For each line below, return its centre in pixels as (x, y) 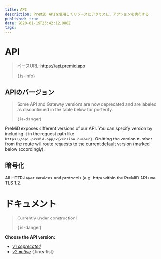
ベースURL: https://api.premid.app (51, 66)
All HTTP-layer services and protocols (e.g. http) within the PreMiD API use (80, 178)
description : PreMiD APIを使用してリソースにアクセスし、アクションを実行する (77, 14)
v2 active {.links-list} (33, 251)
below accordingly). (25, 149)
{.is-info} (26, 76)
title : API (16, 10)
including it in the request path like (40, 133)
